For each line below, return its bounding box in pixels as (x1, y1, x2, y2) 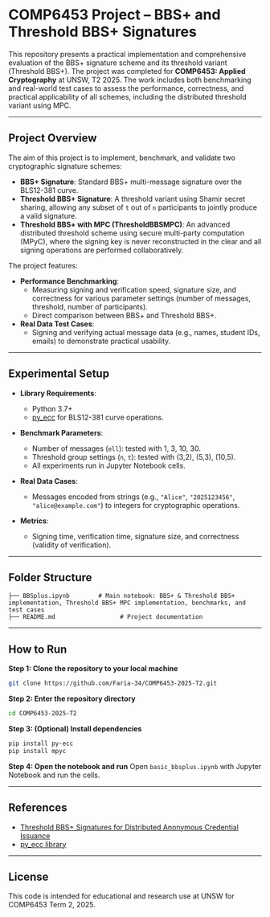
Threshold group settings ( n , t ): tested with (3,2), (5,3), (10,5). (31, 452, 236, 461)
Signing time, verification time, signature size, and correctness (31, 531, 239, 541)
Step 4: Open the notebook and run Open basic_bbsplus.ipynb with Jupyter (8, 761, 262, 771)
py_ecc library (19, 839, 67, 849)
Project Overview (8, 131, 97, 145)
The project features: (8, 260, 78, 270)
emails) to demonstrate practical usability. (31, 336, 171, 346)
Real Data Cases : (19, 476, 78, 485)
